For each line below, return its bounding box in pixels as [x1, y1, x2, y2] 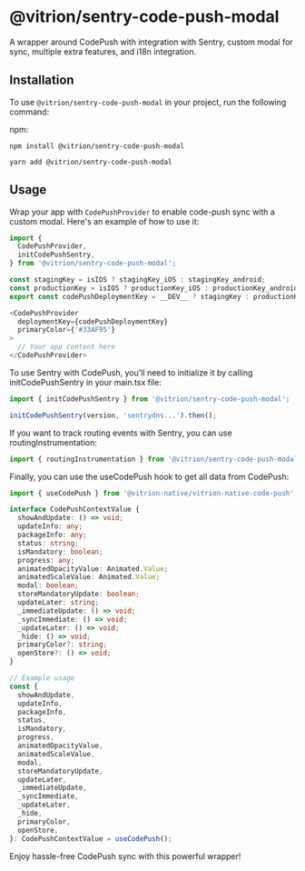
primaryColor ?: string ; [17, 640, 107, 649]
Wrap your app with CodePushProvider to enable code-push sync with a [9, 206, 275, 217]
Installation [9, 73, 74, 88]
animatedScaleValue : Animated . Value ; [17, 573, 161, 582]
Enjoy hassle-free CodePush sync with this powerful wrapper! [9, 850, 241, 861]
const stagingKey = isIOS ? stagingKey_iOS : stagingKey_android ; [9, 275, 266, 285]
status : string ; [17, 538, 79, 547]
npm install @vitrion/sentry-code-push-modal [9, 141, 184, 151]
